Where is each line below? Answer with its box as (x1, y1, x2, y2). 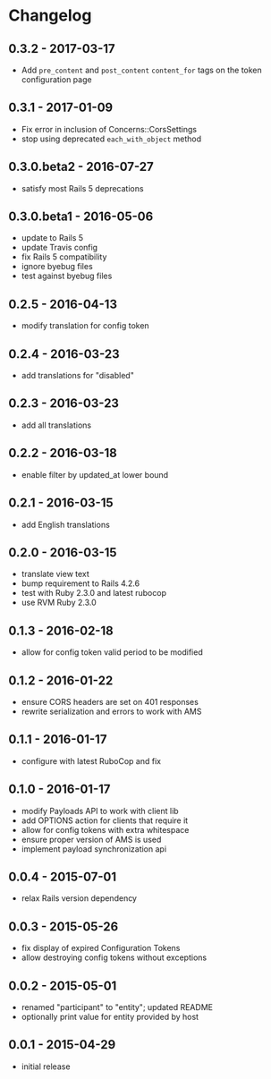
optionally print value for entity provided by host (21, 1012, 199, 1022)
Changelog (8, 5, 92, 26)
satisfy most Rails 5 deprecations (21, 183, 144, 193)
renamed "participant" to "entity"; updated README (21, 1002, 214, 1012)
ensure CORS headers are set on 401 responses (21, 696, 199, 707)
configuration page (21, 74, 92, 85)
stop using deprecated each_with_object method (21, 133, 202, 144)
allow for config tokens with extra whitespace (21, 824, 190, 835)
